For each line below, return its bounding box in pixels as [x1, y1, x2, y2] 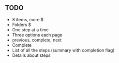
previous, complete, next [12, 37, 62, 43]
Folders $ [12, 22, 31, 27]
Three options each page [12, 32, 63, 38]
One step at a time [12, 26, 49, 33]
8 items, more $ [12, 16, 44, 22]
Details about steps [12, 52, 51, 58]
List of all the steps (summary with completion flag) [12, 47, 115, 53]
